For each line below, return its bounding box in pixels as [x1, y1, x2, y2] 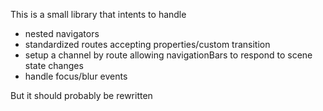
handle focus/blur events [24, 70, 128, 82]
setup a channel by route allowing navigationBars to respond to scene [24, 49, 313, 61]
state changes [24, 60, 84, 71]
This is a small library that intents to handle [10, 9, 187, 20]
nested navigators [24, 28, 100, 39]
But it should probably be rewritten [10, 90, 153, 101]
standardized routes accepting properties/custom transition [24, 39, 271, 50]
